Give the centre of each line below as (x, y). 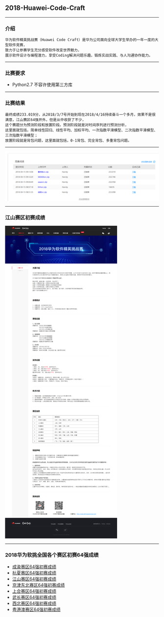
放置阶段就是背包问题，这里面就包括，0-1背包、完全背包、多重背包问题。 (68, 140)
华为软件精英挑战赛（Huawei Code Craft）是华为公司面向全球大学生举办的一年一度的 (80, 40)
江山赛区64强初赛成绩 (34, 579)
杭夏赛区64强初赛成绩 (34, 573)
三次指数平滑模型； (21, 135)
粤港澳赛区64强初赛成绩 (36, 609)
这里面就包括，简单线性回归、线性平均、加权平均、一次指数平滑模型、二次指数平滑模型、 (81, 130)
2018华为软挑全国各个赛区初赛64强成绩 (52, 555)
